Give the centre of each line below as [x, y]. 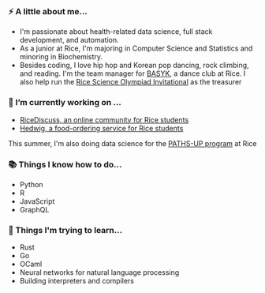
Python [31, 184]
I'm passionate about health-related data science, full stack [116, 32]
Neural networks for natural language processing [99, 272]
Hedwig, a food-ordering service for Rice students [101, 128]
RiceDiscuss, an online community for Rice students [104, 119]
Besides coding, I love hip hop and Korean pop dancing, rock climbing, [134, 66]
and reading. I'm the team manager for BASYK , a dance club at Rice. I [132, 73]
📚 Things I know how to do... [65, 164]
